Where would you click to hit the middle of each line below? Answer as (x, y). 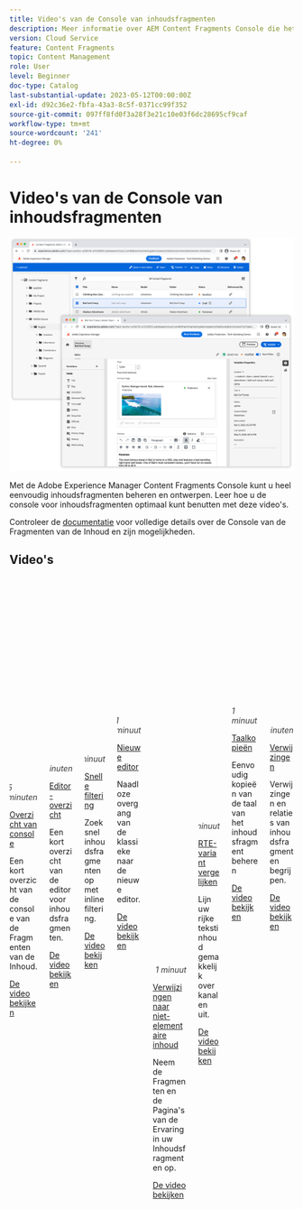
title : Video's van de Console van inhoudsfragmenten (113, 19)
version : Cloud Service (54, 38)
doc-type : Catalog (44, 86)
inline (94, 899)
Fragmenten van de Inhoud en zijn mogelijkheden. (102, 531)
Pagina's (169, 1110)
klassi (127, 841)
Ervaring (169, 1129)
